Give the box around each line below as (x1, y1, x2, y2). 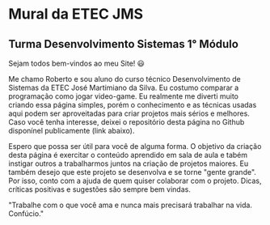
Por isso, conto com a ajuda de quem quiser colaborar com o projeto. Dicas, (8, 176, 262, 185)
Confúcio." (8, 209, 44, 219)
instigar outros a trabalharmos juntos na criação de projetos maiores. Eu (8, 159, 249, 168)
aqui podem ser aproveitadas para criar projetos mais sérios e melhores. (8, 108, 251, 118)
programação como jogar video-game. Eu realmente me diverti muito (8, 91, 238, 101)
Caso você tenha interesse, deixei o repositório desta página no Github (8, 117, 245, 126)
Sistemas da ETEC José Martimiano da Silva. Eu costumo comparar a (8, 83, 239, 92)
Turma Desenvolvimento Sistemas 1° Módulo (8, 37, 238, 51)
